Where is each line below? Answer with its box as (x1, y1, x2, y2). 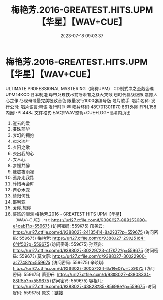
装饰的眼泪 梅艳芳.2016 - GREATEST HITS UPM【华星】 (12, 211, 124, 217)
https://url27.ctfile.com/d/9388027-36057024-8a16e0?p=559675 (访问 (12, 265, 155, 271)
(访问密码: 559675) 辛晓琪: (51, 259, 105, 265)
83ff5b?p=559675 (12, 277, 49, 284)
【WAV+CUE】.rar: (12, 217, 50, 223)
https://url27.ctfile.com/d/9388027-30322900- (52, 253, 147, 259)
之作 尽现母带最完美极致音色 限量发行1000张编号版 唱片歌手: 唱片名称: (9, 97, 150, 103)
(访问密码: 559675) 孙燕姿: (50, 241, 103, 247)
